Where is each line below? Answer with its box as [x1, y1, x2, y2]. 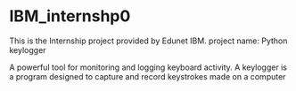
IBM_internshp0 [9, 6, 131, 27]
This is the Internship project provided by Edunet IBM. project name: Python [9, 35, 288, 46]
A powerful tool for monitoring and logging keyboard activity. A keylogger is [9, 62, 288, 72]
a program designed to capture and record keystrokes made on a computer [9, 71, 286, 81]
